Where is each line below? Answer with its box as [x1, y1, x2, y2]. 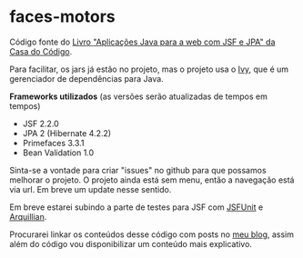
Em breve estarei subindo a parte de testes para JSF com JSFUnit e [9, 202, 264, 213]
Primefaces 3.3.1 [22, 137, 85, 148]
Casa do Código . [9, 45, 73, 56]
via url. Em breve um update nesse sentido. [9, 184, 172, 194]
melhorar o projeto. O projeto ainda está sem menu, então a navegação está [9, 174, 295, 185]
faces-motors [9, 6, 116, 27]
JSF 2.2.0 [22, 118, 59, 129]
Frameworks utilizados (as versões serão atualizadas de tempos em [9, 91, 268, 102]
